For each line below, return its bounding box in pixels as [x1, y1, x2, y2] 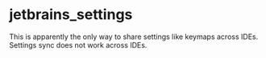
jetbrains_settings [9, 6, 133, 24]
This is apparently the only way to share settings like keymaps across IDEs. [9, 32, 259, 41]
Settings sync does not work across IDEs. [9, 40, 148, 49]
